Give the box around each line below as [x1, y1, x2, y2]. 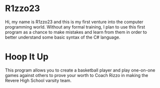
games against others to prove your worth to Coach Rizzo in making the [5, 72, 148, 78]
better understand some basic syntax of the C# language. [5, 34, 120, 40]
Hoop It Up [5, 51, 48, 62]
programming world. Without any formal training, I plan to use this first [5, 24, 145, 29]
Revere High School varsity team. [5, 77, 72, 83]
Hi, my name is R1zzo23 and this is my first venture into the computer [5, 19, 144, 25]
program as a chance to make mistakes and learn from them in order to [5, 29, 147, 35]
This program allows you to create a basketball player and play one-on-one [5, 67, 156, 73]
